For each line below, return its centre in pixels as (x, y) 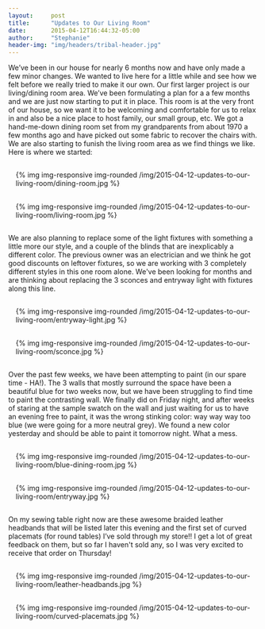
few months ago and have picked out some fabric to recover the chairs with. (133, 135)
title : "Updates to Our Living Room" (79, 23)
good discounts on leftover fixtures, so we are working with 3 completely (128, 264)
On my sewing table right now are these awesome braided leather (116, 519)
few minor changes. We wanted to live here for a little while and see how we (132, 76)
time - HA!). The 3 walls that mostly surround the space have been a (120, 383)
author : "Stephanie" (49, 38)
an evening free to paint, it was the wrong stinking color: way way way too (130, 417)
